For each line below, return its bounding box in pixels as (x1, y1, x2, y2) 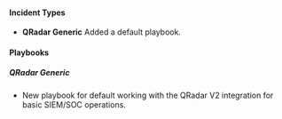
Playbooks (9, 47, 50, 58)
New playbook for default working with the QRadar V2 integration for (21, 90, 274, 100)
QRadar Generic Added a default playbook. (21, 27, 182, 37)
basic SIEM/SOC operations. (21, 99, 127, 110)
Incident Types (9, 7, 66, 18)
